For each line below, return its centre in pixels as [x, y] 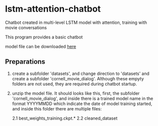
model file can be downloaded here [41, 46]
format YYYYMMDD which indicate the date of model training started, [82, 104]
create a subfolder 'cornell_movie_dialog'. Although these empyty [78, 78]
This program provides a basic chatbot [44, 37]
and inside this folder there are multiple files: [57, 108]
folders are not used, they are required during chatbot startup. [75, 84]
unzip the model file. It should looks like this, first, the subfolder [76, 93]
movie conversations [26, 27]
